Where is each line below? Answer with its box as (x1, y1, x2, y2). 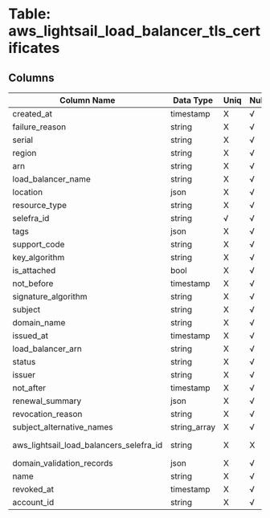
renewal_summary (12, 395, 82, 406)
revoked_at (12, 483, 55, 495)
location (12, 186, 43, 198)
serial (12, 134, 34, 145)
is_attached (12, 265, 56, 275)
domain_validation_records (12, 458, 113, 468)
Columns (8, 71, 55, 84)
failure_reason (12, 121, 67, 133)
